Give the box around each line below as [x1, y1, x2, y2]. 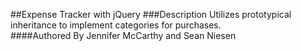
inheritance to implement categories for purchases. [10, 19, 222, 31]
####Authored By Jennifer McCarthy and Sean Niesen [10, 30, 237, 41]
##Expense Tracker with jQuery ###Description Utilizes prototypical [10, 9, 292, 20]
